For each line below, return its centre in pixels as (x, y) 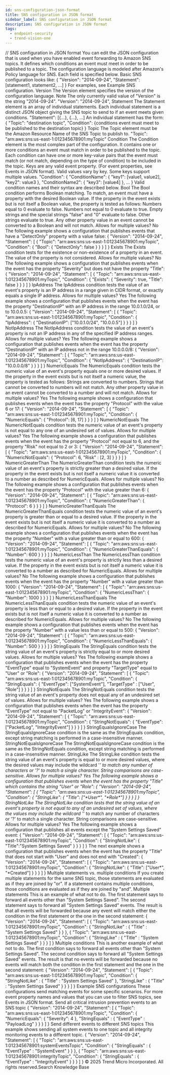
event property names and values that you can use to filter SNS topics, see (83, 997)
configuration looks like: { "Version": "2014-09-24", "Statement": (73, 80)
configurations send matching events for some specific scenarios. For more (84, 991)
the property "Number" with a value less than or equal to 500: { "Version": (82, 630)
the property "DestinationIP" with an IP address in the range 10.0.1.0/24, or (83, 306)
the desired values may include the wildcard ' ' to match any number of (79, 765)
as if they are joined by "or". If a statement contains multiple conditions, (80, 884)
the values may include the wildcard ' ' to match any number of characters (82, 813)
